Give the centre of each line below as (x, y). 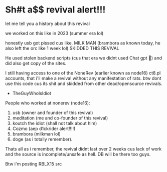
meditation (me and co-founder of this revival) (60, 118)
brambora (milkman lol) (37, 133)
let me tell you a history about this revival (48, 23)
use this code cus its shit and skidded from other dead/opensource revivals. (84, 83)
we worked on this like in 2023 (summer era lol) (54, 33)
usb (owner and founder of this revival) (53, 112)
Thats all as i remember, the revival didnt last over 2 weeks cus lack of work (83, 148)
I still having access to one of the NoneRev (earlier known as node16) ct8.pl (83, 73)
